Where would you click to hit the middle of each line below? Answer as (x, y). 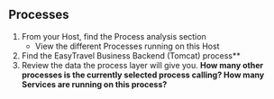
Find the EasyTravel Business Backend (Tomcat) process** (131, 55)
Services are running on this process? (94, 84)
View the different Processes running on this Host (127, 46)
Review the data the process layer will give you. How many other (142, 65)
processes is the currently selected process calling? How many (143, 75)
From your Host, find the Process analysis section (114, 36)
